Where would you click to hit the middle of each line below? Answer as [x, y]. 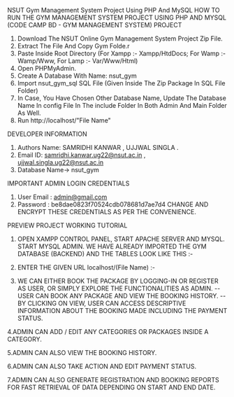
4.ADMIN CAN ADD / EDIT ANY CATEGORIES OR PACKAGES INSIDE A [108, 332]
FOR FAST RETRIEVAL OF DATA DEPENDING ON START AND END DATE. [111, 387]
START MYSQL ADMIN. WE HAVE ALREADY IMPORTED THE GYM [112, 246]
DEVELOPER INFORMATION [47, 134]
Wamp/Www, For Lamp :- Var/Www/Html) [78, 61]
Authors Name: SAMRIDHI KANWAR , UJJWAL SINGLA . [98, 147]
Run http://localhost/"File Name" [64, 120]
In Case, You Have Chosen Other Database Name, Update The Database [122, 98]
